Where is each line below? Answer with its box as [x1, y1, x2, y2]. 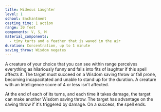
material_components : [5, 34, 49, 39]
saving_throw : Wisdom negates [5, 48, 67, 52]
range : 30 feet [5, 25, 36, 30]
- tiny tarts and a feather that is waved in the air [9, 39, 121, 44]
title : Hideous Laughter [5, 7, 55, 12]
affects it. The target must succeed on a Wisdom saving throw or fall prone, [5, 71, 157, 77]
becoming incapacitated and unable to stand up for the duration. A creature [5, 76, 157, 82]
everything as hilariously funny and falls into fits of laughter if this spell [5, 66, 147, 72]
